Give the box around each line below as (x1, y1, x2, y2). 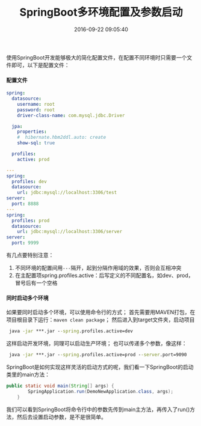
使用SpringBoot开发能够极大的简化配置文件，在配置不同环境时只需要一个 (6, 53, 187, 61)
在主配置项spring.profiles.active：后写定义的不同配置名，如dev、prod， (14, 272, 194, 279)
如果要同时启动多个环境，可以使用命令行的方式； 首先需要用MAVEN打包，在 (6, 309, 196, 316)
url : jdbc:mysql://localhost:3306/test (17, 190, 117, 196)
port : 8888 (11, 201, 39, 207)
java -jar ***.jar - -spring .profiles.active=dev (8, 328, 134, 334)
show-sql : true (17, 140, 55, 146)
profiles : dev (11, 178, 47, 184)
